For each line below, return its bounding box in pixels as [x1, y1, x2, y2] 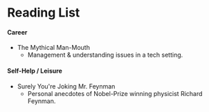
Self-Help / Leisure [7, 66, 62, 75]
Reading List [7, 5, 80, 21]
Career [7, 28, 28, 36]
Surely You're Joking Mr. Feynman [17, 82, 116, 91]
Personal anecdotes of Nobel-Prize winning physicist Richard [27, 89, 203, 97]
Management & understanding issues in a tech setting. [27, 50, 183, 59]
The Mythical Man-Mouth [17, 44, 90, 52]
